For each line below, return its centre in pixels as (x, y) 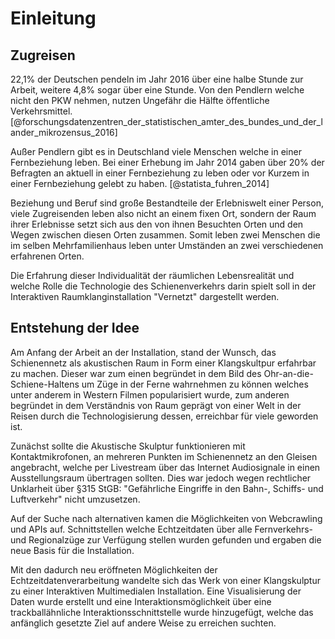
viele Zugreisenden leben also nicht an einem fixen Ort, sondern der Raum (163, 213)
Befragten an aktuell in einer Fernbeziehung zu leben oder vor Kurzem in (160, 173)
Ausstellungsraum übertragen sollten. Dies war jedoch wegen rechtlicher (161, 478)
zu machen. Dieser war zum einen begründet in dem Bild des (136, 373)
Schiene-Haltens (45, 384)
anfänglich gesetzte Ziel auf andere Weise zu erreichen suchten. (143, 623)
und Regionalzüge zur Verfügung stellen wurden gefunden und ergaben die (166, 539)
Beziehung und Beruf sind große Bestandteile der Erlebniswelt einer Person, (167, 203)
